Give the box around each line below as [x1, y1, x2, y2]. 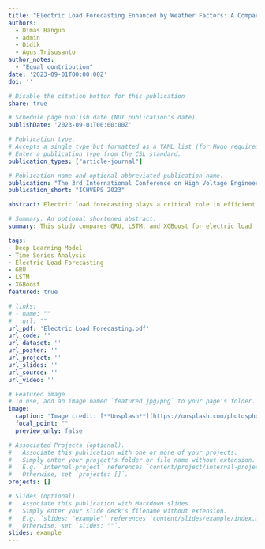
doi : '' [8, 78, 34, 85]
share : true [8, 100, 47, 108]
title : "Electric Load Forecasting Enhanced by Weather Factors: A [8, 11, 235, 20]
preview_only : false [15, 426, 83, 435]
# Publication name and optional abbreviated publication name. [8, 172, 224, 180]
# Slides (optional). [8, 492, 80, 500]
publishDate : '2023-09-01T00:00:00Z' [8, 121, 132, 129]
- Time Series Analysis [8, 251, 87, 259]
